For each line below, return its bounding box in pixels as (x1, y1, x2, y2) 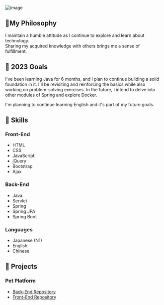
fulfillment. (5, 48, 27, 54)
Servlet (12, 197, 27, 204)
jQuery (12, 158, 26, 164)
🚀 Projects (5, 262, 38, 271)
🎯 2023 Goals (5, 63, 48, 71)
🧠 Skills (5, 116, 28, 125)
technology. (5, 37, 30, 43)
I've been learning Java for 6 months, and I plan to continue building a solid (5, 76, 160, 82)
